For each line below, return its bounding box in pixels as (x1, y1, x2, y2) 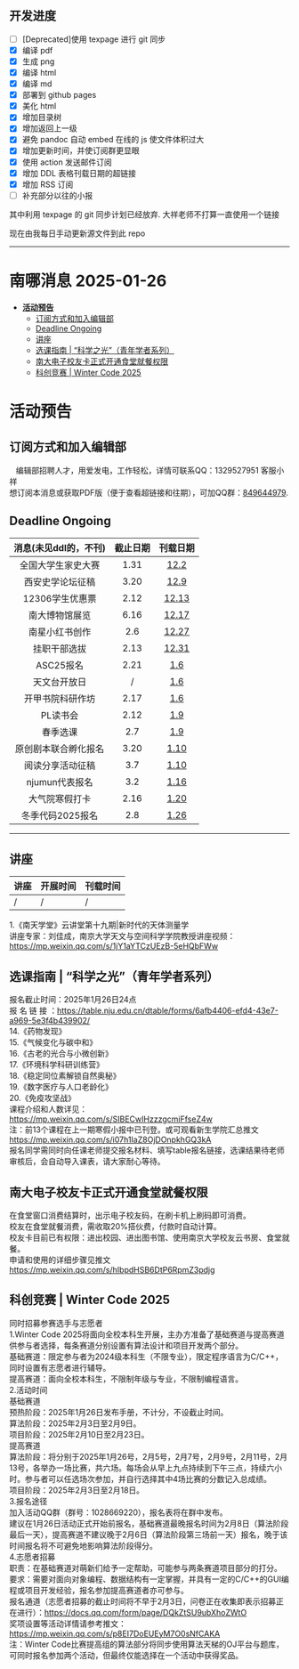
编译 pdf (21, 45, 53, 55)
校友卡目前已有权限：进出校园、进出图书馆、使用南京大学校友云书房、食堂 (9, 1232, 282, 1243)
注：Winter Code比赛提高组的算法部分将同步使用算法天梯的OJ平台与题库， (9, 1639, 285, 1649)
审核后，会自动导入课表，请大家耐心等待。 (9, 1156, 166, 1167)
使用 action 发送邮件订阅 (21, 157, 113, 167)
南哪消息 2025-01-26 (9, 271, 167, 291)
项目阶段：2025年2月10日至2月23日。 (9, 1429, 149, 1439)
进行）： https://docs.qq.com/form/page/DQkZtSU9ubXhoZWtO (16, 1607, 247, 1617)
